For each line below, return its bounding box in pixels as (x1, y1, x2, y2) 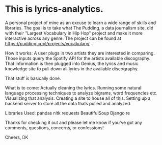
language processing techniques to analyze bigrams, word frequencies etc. (5, 90, 158, 96)
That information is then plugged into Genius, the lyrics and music (5, 60, 138, 66)
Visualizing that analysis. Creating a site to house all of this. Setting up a (5, 95, 151, 101)
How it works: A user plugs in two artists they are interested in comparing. (5, 50, 155, 56)
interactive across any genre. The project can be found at (5, 35, 122, 41)
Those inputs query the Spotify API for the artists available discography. (5, 55, 151, 61)
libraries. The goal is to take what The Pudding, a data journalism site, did (5, 25, 154, 30)
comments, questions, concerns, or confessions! (5, 124, 104, 131)
